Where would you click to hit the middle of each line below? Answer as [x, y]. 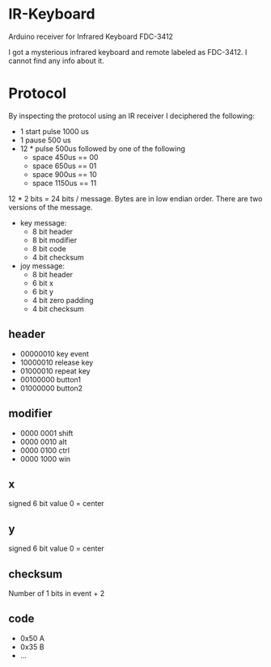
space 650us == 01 [64, 166]
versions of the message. [51, 207]
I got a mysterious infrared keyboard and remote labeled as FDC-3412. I [128, 52]
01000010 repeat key [55, 371]
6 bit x [43, 283]
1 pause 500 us [45, 140]
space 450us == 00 [65, 157]
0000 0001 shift [47, 433]
